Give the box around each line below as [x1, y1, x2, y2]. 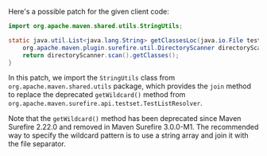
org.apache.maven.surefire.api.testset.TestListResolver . [8, 99, 203, 108]
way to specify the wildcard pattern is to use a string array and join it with [8, 131, 249, 140]
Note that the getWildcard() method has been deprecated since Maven [8, 114, 242, 123]
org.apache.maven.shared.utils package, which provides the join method [8, 81, 252, 91]
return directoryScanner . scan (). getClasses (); [22, 51, 180, 59]
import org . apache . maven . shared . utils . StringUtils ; [8, 22, 183, 30]
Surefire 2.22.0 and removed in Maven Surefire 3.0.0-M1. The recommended [8, 123, 259, 132]
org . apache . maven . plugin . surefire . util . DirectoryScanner [22, 44, 215, 52]
